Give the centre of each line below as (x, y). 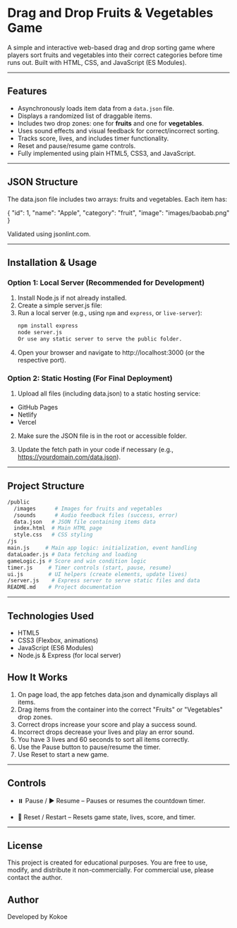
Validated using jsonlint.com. (49, 233)
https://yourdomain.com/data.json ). (69, 457)
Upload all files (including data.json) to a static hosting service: (109, 393)
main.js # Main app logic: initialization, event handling (102, 548)
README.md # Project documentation (64, 587)
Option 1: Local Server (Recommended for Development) (106, 282)
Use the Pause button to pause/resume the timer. (89, 747)
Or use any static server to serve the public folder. (100, 339)
